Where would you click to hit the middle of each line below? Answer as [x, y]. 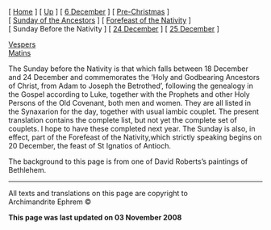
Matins [20, 53]
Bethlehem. [27, 170]
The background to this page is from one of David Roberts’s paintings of [128, 161]
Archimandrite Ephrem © [50, 202]
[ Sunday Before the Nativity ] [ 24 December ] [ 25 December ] [114, 29]
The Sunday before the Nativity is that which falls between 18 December [128, 69]
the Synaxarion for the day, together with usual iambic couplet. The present [134, 111]
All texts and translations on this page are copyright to [98, 193]
